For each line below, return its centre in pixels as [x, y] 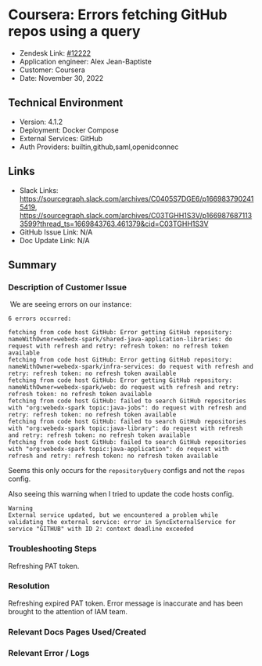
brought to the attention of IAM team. [68, 611]
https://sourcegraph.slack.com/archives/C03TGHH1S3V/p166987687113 [136, 215]
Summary [32, 265]
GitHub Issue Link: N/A [56, 232]
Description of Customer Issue [68, 287]
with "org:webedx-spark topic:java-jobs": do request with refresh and [127, 408]
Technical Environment [66, 103]
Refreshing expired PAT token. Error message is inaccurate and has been [126, 603]
